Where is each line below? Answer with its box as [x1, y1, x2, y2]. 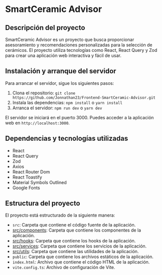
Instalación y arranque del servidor [5, 67, 116, 75]
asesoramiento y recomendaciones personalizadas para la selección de [5, 42, 153, 48]
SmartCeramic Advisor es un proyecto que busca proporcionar [5, 36, 135, 42]
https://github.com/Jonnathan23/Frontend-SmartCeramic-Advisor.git [12, 95, 156, 100]
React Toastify [12, 174, 42, 180]
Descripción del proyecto [5, 23, 86, 32]
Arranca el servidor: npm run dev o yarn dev [12, 105, 102, 111]
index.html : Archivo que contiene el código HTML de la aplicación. [12, 259, 150, 265]
